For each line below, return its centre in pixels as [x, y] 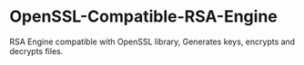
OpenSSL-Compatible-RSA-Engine [143, 17]
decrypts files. [36, 51]
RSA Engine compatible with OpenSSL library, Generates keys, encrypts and [152, 42]
